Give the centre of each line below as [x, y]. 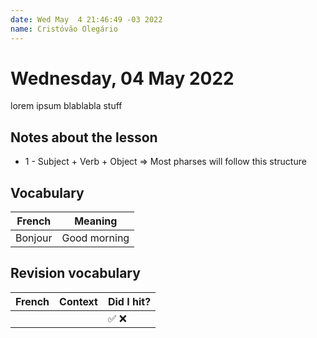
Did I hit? [129, 301]
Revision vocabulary [75, 273]
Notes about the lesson [84, 137]
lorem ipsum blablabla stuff [66, 106]
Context [78, 301]
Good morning [95, 238]
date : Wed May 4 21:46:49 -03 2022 [86, 19]
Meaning [96, 221]
